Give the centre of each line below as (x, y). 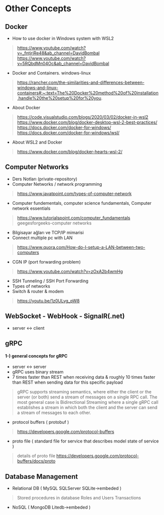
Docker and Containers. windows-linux (51, 73)
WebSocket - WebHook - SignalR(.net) (65, 316)
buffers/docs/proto (36, 461)
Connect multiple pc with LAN (42, 238)
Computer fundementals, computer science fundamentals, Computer (82, 203)
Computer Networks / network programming (57, 184)
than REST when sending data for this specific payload (68, 382)
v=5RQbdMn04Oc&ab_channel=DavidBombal (63, 63)
